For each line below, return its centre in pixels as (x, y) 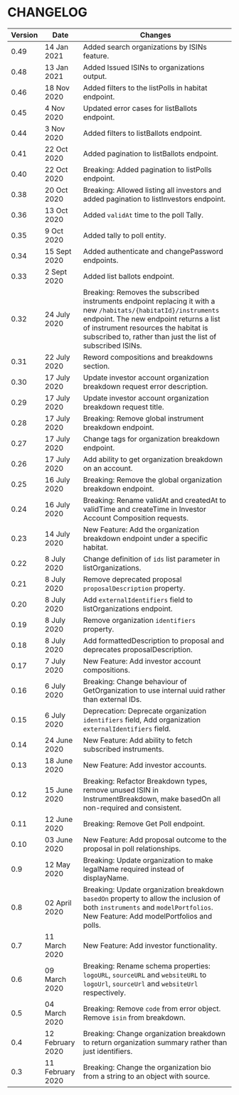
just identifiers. (108, 1051)
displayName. (106, 877)
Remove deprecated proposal (132, 579)
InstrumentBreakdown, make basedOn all (152, 798)
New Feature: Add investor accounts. (145, 765)
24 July (58, 314)
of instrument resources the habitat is (145, 328)
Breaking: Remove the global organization (153, 479)
